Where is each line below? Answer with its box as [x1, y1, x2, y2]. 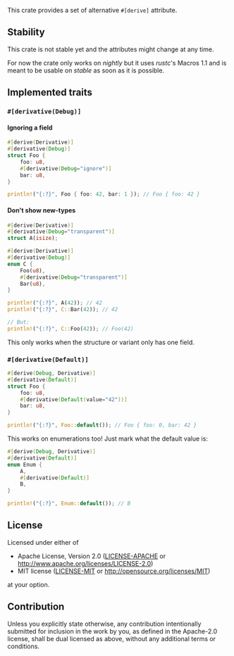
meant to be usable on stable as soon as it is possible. [7, 66, 164, 75]
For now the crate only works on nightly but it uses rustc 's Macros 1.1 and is [7, 58, 227, 67]
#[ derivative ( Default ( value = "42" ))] [20, 396, 128, 403]
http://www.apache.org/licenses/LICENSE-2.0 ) [17, 559, 154, 567]
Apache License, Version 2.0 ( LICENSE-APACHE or [17, 552, 166, 560]
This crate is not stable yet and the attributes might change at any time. [7, 45, 214, 53]
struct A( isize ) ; [7, 235, 58, 242]
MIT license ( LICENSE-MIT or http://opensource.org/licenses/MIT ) [17, 567, 211, 575]
